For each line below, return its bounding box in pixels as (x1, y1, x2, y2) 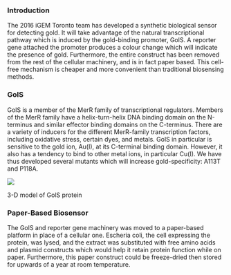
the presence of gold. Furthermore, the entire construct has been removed (7, 50, 220, 59)
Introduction (7, 6, 50, 15)
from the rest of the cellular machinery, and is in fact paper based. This (7, 58, 210, 66)
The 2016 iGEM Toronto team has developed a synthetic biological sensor (7, 21, 217, 30)
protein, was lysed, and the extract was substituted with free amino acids (7, 238, 216, 247)
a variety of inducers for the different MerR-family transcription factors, (7, 127, 211, 136)
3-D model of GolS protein (7, 191, 82, 199)
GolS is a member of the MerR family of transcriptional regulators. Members (7, 106, 223, 114)
